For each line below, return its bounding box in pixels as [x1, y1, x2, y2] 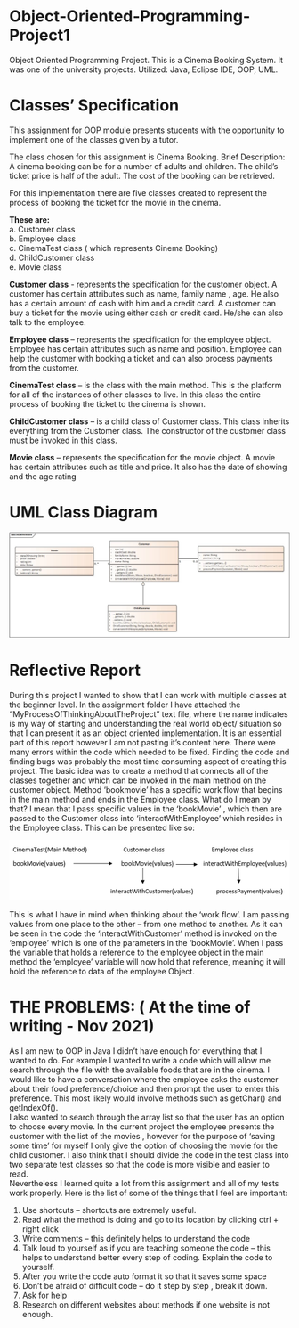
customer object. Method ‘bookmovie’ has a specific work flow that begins [9, 785, 283, 795]
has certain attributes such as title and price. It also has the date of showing [9, 461, 287, 472]
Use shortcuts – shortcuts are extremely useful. [21, 1204, 197, 1215]
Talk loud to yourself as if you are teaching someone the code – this [21, 1242, 271, 1253]
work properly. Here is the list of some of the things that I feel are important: [9, 1187, 288, 1198]
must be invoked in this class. [9, 435, 117, 445]
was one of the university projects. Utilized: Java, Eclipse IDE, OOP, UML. [9, 64, 279, 75]
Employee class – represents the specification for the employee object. [9, 334, 271, 345]
